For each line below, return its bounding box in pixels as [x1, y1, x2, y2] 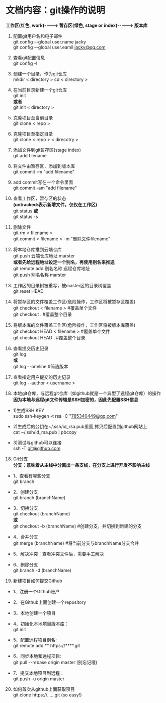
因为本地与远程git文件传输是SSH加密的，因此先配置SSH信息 [13, 397, 139, 403]
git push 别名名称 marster [13, 272, 66, 278]
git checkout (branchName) [13, 510, 70, 516]
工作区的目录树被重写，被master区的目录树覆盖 [13, 282, 112, 288]
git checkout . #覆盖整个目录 [13, 311, 72, 317]
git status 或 [13, 208, 38, 214]
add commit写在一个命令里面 [13, 179, 73, 185]
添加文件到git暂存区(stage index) [13, 147, 81, 153]
